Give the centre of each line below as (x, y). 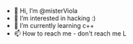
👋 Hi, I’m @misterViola (46, 11)
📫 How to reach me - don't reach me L (70, 34)
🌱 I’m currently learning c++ (54, 25)
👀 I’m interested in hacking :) (55, 18)
